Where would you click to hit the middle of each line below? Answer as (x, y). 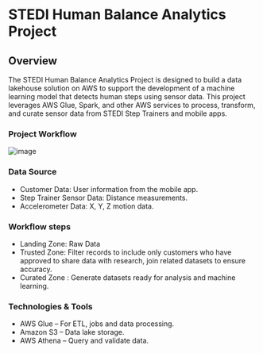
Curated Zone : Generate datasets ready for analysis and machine (128, 277)
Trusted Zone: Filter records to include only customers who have (126, 252)
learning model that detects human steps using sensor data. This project (127, 96)
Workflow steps (40, 226)
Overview (33, 61)
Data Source (33, 172)
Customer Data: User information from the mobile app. (109, 189)
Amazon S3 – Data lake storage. (72, 332)
